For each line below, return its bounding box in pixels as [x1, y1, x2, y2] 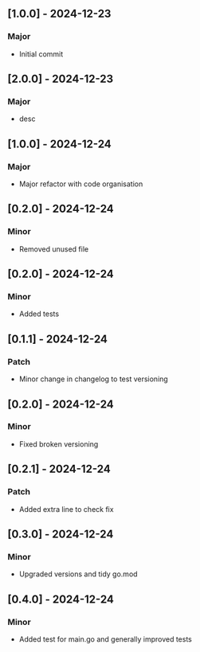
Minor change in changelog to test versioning [18, 374, 168, 384]
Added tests [18, 309, 60, 318]
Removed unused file [18, 244, 89, 254]
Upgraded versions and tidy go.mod [18, 569, 138, 579]
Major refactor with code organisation [18, 179, 143, 189]
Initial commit [18, 49, 64, 59]
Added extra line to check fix [18, 504, 114, 513]
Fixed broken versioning [18, 439, 99, 449]
